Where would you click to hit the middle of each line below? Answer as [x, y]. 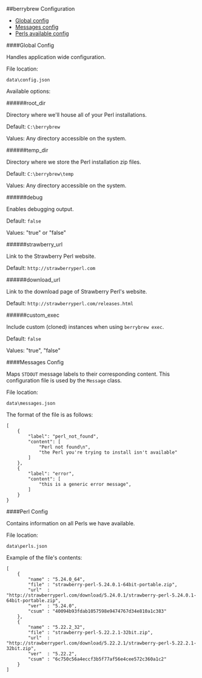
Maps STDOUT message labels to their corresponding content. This [88, 374]
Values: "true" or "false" [36, 233]
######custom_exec [33, 315]
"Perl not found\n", [65, 447]
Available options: [29, 91]
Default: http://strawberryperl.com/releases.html [70, 303]
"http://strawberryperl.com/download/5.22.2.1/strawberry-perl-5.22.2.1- [102, 643]
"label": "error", [51, 474]
